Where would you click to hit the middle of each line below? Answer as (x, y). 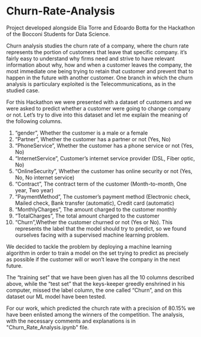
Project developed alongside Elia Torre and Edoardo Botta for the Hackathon (100, 28)
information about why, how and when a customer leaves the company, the (99, 65)
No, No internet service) (45, 177)
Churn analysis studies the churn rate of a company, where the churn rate (97, 46)
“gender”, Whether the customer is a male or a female (81, 133)
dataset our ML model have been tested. (56, 296)
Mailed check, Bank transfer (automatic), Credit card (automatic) (94, 203)
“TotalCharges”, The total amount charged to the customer (87, 216)
